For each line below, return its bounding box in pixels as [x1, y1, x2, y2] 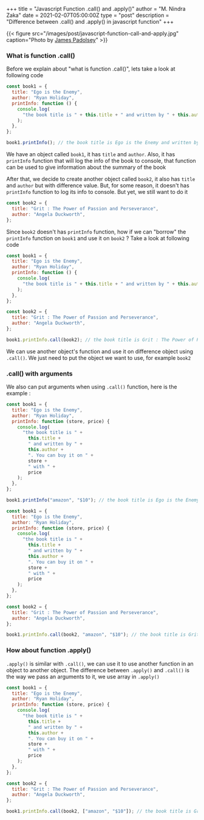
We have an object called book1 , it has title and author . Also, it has [6, 151, 175, 158]
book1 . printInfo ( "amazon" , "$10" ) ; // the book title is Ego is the [6, 497, 183, 503]
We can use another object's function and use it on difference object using [6, 348, 193, 355]
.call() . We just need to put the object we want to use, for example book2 [6, 354, 191, 361]
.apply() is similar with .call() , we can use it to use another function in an [6, 660, 194, 667]
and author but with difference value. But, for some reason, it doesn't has [6, 182, 189, 189]
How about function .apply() [6, 646, 92, 655]
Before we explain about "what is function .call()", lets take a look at [6, 65, 175, 72]
